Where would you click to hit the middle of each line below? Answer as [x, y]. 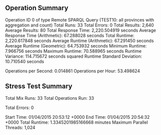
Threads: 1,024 [20, 127]
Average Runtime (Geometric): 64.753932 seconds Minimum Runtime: [76, 45]
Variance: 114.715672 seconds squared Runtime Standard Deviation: [74, 56]
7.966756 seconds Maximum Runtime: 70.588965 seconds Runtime [73, 51]
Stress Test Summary [39, 86]
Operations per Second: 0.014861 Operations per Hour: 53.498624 [73, 71]
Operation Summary [37, 8]
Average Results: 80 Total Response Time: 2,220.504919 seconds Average [80, 30]
